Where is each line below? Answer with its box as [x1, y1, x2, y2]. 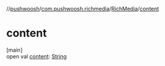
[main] [6, 46, 23, 53]
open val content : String [6, 53, 67, 60]
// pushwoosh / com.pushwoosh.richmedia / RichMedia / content [6, 5, 159, 12]
